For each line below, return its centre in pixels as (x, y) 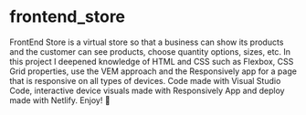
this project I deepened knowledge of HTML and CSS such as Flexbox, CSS (152, 61)
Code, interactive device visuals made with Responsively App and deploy (147, 90)
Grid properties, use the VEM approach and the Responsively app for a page (153, 71)
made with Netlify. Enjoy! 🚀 (60, 100)
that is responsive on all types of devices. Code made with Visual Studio (145, 80)
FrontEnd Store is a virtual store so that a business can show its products (147, 42)
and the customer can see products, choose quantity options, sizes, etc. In (150, 51)
